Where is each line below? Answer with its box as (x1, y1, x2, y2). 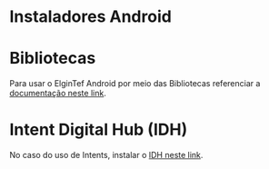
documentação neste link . (9, 88, 106, 99)
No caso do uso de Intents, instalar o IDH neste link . (9, 150, 204, 161)
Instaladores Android (9, 6, 173, 27)
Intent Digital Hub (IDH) (9, 120, 188, 140)
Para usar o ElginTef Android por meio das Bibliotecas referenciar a (9, 78, 261, 89)
